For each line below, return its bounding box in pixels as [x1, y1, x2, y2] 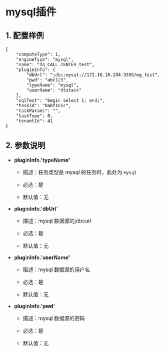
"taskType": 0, [16, 113, 53, 119]
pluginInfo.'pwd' [13, 302, 55, 309]
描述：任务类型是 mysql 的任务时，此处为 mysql [22, 168, 137, 176]
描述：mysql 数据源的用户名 [22, 266, 90, 273]
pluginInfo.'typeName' [13, 156, 71, 163]
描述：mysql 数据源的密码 [22, 315, 85, 322]
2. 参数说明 [5, 141, 46, 151]
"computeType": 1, [16, 52, 61, 57]
